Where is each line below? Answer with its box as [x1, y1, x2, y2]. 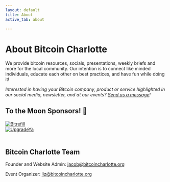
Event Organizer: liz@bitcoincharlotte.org [5, 171, 92, 177]
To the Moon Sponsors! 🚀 [5, 107, 87, 115]
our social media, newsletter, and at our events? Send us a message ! [5, 92, 151, 98]
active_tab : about [5, 17, 44, 22]
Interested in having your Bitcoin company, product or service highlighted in [5, 86, 165, 92]
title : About [5, 12, 33, 17]
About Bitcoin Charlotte [5, 43, 108, 55]
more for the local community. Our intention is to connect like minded [5, 66, 151, 72]
